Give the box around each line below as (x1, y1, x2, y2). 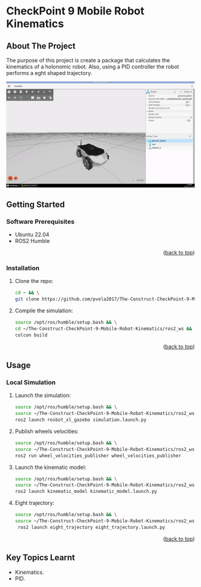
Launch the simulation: (14, 392, 71, 399)
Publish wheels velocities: (14, 428, 79, 435)
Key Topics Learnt (6, 553, 75, 563)
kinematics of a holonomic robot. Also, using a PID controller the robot (6, 63, 179, 70)
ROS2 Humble (14, 237, 50, 244)
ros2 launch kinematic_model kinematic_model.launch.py (14, 489, 157, 495)
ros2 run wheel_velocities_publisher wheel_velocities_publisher (14, 453, 181, 459)
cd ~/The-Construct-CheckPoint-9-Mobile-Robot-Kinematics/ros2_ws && (14, 326, 193, 332)
